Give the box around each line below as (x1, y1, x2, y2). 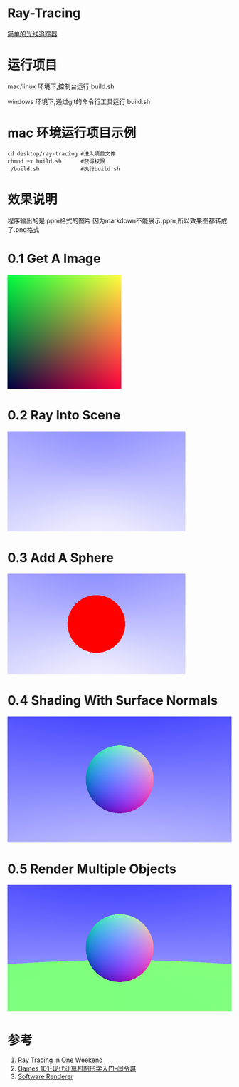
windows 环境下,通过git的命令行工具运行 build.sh (7, 97, 151, 106)
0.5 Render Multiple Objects (7, 861, 176, 877)
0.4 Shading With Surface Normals (7, 692, 218, 708)
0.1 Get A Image (7, 250, 101, 267)
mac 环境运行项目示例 (7, 125, 137, 141)
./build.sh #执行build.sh (7, 165, 120, 173)
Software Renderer (17, 1072, 73, 1081)
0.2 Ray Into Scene (7, 407, 121, 423)
